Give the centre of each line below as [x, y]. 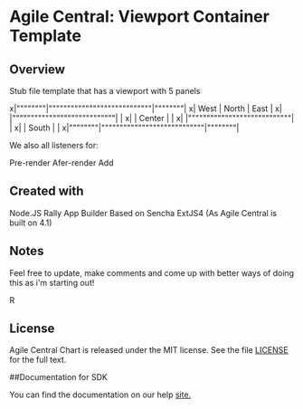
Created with [47, 191]
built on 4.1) [31, 223]
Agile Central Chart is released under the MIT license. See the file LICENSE [149, 350]
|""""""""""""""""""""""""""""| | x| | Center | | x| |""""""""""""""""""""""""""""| [152, 118]
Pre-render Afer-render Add [62, 163]
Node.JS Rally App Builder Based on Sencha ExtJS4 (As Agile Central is [143, 213]
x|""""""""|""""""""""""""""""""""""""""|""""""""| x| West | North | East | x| [146, 109]
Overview [38, 69]
